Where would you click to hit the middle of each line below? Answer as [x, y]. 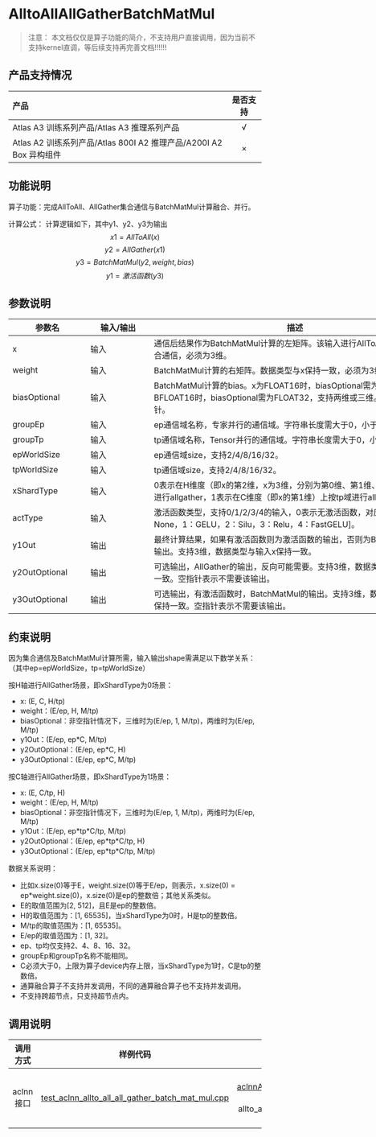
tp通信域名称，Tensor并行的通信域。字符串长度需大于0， [262, 440]
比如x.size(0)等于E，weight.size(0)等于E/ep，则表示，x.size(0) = [127, 885]
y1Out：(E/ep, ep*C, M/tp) [63, 739]
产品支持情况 [40, 75]
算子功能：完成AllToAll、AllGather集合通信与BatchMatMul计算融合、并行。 [132, 207]
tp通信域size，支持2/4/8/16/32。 [217, 470]
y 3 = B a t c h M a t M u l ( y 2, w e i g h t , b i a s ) [135, 262]
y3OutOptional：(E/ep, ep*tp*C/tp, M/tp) [88, 851]
